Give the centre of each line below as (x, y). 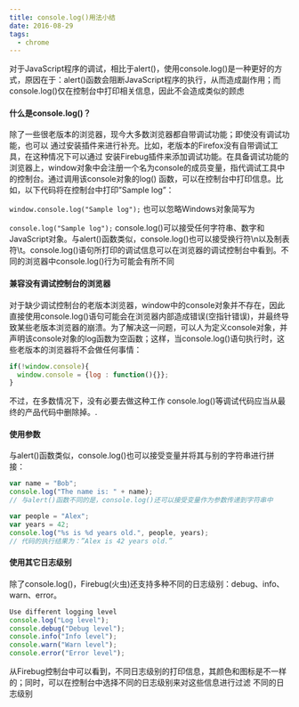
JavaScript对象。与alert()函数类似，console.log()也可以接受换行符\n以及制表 (149, 239)
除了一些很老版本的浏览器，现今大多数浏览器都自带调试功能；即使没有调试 (145, 134)
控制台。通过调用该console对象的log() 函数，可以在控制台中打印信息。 (146, 179)
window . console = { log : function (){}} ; (93, 375)
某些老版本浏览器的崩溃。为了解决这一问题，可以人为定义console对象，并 (152, 327)
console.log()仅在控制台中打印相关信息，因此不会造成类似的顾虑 (127, 91)
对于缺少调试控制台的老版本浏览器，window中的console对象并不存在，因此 (147, 305)
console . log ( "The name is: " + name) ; (81, 492)
